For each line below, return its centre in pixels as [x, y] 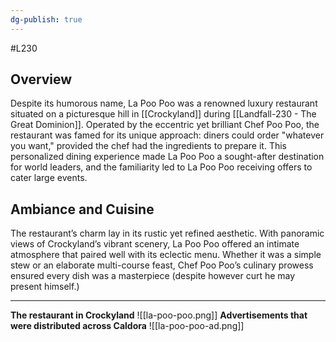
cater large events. [49, 178]
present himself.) [45, 287]
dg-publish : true [46, 19]
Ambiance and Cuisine [82, 209]
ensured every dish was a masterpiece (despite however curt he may [153, 276]
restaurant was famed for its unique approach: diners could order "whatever [167, 135]
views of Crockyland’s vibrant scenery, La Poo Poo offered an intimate [155, 244]
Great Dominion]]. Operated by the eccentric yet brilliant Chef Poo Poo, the [165, 125]
